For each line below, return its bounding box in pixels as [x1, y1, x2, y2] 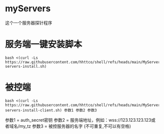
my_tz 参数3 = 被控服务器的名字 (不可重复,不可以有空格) [19, 123, 131, 129]
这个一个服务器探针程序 [5, 20, 52, 26]
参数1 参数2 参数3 [64, 107, 97, 113]
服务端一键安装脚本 [5, 39, 82, 50]
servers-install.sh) [5, 64, 47, 69]
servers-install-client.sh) [5, 107, 62, 113]
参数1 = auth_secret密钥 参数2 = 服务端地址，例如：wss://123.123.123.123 [5, 117, 151, 123]
